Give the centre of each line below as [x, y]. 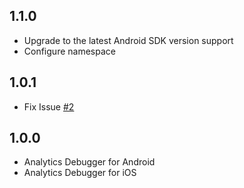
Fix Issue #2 [49, 106]
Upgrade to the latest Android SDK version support [128, 40]
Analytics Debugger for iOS [80, 173]
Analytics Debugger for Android [89, 162]
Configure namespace [69, 51]
